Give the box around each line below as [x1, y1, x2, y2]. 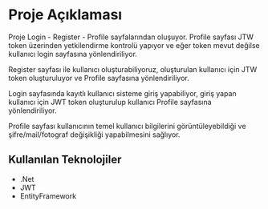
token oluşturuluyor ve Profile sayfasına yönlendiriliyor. [8, 73, 190, 82]
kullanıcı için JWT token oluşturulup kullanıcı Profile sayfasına [8, 97, 212, 107]
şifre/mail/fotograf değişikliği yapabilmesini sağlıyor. [8, 130, 181, 139]
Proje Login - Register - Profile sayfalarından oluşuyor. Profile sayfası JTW [8, 32, 254, 42]
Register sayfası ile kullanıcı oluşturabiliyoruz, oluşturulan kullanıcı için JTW [8, 64, 258, 74]
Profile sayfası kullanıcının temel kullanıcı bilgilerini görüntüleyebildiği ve [8, 121, 246, 131]
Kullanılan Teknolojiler [8, 153, 122, 167]
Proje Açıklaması [8, 6, 123, 24]
